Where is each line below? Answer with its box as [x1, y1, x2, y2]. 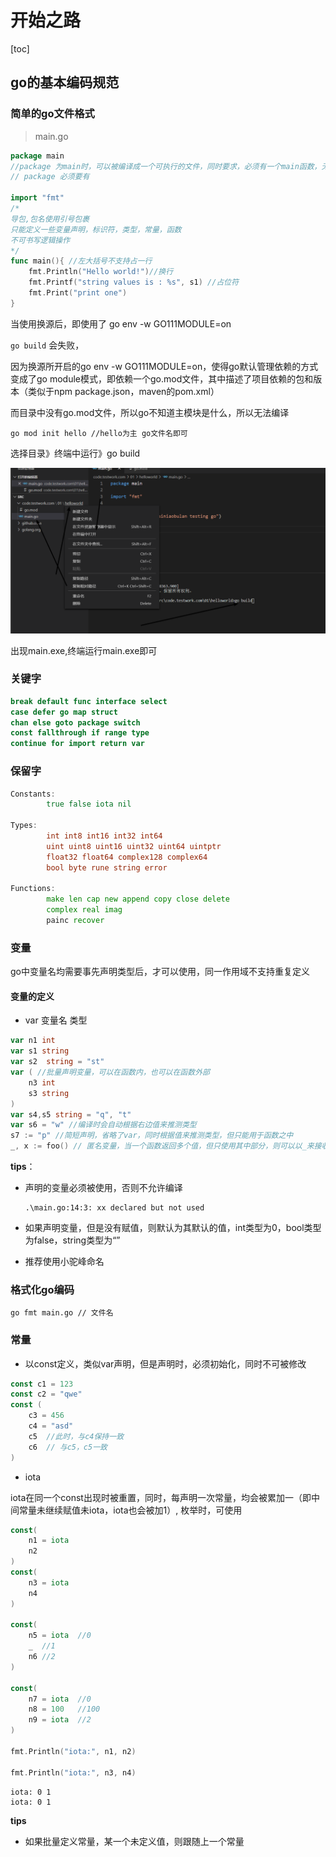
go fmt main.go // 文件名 [10, 1308, 114, 1318]
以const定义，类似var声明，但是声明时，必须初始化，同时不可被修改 [24, 1357, 307, 1370]
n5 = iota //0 [28, 1631, 92, 1641]
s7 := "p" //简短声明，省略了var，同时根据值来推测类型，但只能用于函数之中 [10, 1131, 294, 1141]
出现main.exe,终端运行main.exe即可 [10, 644, 158, 656]
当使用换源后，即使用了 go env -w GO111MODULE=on [10, 317, 232, 330]
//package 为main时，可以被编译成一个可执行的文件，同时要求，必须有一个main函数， [10, 161, 322, 171]
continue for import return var [10, 739, 145, 749]
